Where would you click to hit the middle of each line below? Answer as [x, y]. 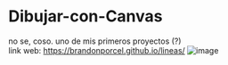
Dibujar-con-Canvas [85, 16]
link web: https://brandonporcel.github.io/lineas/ [97, 50]
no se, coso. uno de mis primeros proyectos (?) [95, 41]
